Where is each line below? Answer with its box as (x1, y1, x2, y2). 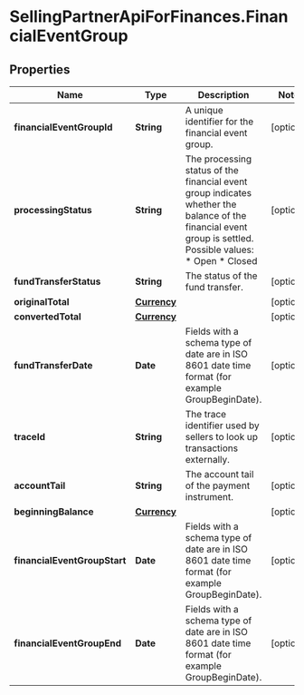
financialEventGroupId (14, 121, 113, 133)
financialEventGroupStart (14, 554, 127, 566)
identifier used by (185, 419, 260, 432)
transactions (185, 442, 238, 455)
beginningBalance (14, 505, 94, 518)
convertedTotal (14, 310, 81, 323)
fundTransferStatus (14, 275, 101, 288)
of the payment (185, 479, 251, 492)
